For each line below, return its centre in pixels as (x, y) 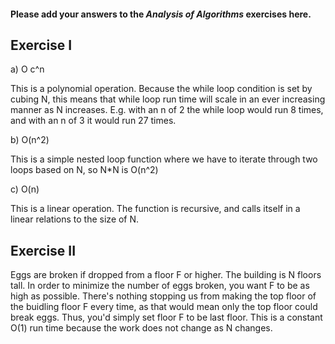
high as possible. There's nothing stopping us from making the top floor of (163, 296)
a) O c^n (27, 69)
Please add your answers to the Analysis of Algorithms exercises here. (161, 14)
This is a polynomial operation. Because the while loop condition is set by (161, 89)
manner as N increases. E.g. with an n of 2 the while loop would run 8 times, (167, 110)
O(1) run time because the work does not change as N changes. (141, 328)
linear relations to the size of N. (75, 219)
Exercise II (43, 250)
